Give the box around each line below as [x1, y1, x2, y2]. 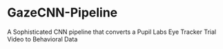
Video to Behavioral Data [7, 35, 78, 43]
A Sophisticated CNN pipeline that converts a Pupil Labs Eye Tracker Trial [7, 28, 217, 36]
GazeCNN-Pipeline [7, 5, 118, 21]
